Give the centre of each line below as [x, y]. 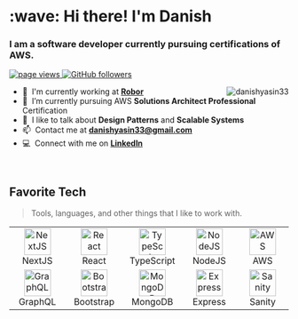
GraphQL [37, 302]
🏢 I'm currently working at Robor [83, 92]
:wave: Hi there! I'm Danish [111, 16]
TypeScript [153, 261]
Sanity [263, 302]
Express [209, 302]
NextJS [37, 261]
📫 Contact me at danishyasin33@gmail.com [107, 130]
